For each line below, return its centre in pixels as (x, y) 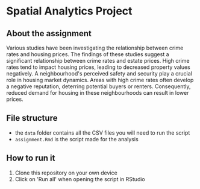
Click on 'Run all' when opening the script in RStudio (80, 179)
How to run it (31, 158)
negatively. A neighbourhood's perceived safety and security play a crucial (99, 73)
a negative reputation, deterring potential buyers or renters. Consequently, (98, 86)
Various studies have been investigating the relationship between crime (95, 48)
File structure (32, 118)
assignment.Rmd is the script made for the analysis (77, 139)
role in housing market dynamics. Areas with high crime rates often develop (100, 80)
